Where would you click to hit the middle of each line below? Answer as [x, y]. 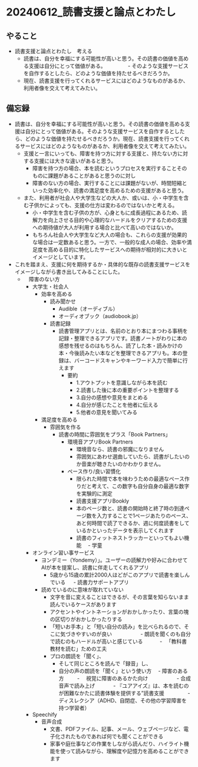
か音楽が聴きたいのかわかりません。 [120, 464]
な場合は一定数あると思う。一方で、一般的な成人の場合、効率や [109, 242]
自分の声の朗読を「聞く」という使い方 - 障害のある [123, 671]
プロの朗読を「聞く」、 [77, 656]
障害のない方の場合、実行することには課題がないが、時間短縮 [107, 183]
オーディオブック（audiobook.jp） [100, 316]
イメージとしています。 [60, 257]
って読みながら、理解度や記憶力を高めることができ [127, 751]
